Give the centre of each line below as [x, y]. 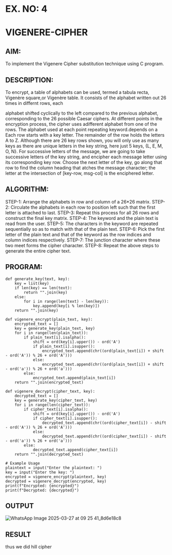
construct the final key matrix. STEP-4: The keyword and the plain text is [82, 218]
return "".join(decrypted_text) [49, 454]
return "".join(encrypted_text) [49, 382]
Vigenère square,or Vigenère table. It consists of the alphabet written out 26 [86, 98]
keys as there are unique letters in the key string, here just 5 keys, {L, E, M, [84, 146]
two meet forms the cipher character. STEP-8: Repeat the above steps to [82, 245]
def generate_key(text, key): [38, 279]
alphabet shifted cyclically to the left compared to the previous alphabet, [82, 113]
